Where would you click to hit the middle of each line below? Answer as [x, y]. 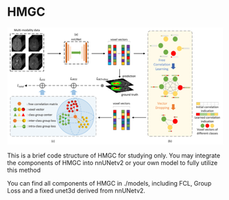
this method [24, 170]
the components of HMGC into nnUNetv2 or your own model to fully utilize [112, 163]
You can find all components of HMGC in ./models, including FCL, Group [109, 184]
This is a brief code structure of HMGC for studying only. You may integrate [114, 155]
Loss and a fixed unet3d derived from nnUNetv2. [76, 191]
